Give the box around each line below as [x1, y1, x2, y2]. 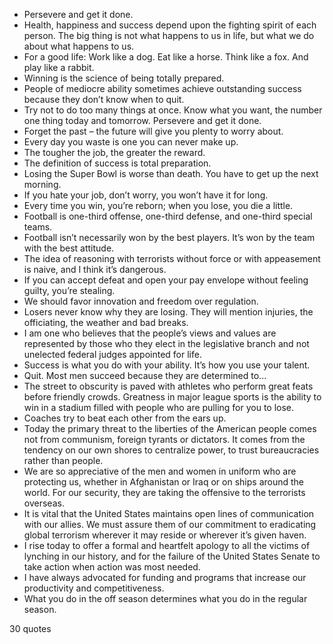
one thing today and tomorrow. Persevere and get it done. [23, 115, 262, 126]
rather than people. [23, 455, 104, 466]
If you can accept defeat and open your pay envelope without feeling [23, 274, 309, 286]
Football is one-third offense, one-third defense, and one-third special [23, 210, 313, 222]
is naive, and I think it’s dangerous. [23, 264, 167, 275]
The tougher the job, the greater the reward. [23, 147, 206, 158]
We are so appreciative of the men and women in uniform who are [23, 465, 297, 477]
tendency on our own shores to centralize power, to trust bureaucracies [23, 444, 320, 456]
